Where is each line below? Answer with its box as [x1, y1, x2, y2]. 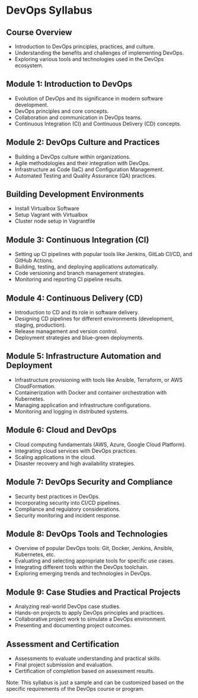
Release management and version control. [14, 328, 119, 335]
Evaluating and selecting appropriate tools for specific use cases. [14, 557, 175, 564]
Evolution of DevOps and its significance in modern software [14, 94, 163, 102]
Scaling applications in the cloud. [14, 453, 96, 460]
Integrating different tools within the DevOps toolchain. [14, 564, 149, 571]
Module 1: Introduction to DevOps [6, 79, 132, 89]
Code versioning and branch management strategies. [14, 270, 145, 277]
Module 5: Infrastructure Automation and [6, 351, 161, 361]
